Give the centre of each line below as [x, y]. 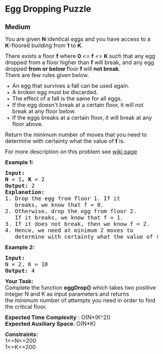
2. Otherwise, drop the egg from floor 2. [71, 211]
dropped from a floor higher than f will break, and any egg [80, 63]
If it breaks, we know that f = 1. [69, 218]
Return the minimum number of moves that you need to [76, 135]
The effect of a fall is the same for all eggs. [67, 99]
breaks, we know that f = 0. [59, 205]
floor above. [28, 124]
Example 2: [20, 247]
